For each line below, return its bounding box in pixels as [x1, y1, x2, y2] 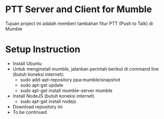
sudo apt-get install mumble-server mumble [20, 87, 113, 94]
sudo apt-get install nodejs [20, 98, 77, 104]
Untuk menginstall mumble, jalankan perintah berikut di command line [12, 66, 159, 72]
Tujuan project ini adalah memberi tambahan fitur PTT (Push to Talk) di [5, 20, 153, 26]
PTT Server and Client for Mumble [5, 4, 152, 15]
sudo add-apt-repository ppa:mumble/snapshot [20, 76, 120, 82]
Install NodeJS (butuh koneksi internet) [12, 93, 95, 99]
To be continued [12, 109, 47, 115]
